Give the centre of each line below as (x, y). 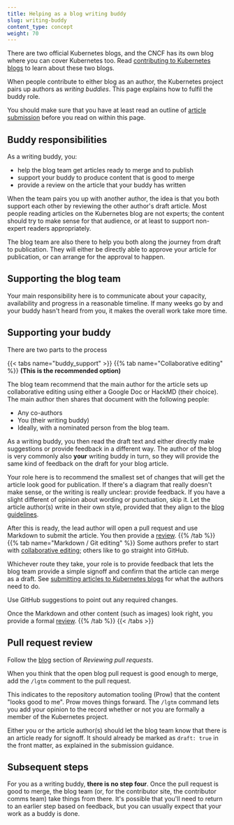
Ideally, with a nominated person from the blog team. (93, 428)
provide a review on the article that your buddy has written (102, 185)
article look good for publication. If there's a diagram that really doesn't (110, 484)
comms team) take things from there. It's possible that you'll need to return (115, 799)
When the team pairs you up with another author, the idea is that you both (113, 199)
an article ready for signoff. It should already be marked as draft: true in (113, 737)
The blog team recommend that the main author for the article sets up (108, 384)
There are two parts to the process (57, 349)
